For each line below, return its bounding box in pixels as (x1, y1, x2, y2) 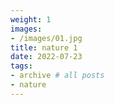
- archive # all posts (10, 71, 105, 81)
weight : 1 (10, 14, 52, 25)
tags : (10, 61, 33, 71)
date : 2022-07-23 (10, 52, 83, 62)
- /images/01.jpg (10, 33, 83, 43)
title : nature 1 (10, 42, 78, 53)
